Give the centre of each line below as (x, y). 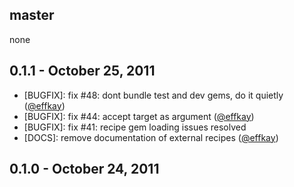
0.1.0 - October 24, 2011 (84, 169)
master (32, 15)
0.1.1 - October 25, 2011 (82, 71)
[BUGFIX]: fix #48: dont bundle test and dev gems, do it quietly (153, 95)
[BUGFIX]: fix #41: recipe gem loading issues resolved (135, 127)
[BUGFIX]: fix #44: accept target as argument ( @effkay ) (139, 116)
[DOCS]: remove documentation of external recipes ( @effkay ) (151, 137)
